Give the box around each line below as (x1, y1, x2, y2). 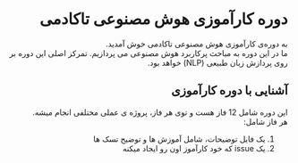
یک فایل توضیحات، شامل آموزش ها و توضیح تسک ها (93, 134, 266, 144)
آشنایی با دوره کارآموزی (170, 83, 288, 98)
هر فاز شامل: (243, 116, 288, 126)
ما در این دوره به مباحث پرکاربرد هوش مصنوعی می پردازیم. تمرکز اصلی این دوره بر (9, 47, 288, 58)
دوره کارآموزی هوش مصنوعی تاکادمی (39, 9, 288, 29)
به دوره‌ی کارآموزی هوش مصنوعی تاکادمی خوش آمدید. (105, 38, 288, 49)
